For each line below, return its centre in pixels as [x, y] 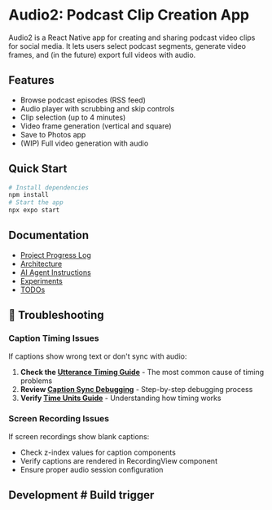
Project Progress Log [56, 255]
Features [31, 80]
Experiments [41, 281]
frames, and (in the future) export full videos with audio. [102, 54]
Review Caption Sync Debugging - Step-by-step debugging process [136, 389]
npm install [29, 195]
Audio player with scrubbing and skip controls [97, 108]
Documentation [49, 235]
